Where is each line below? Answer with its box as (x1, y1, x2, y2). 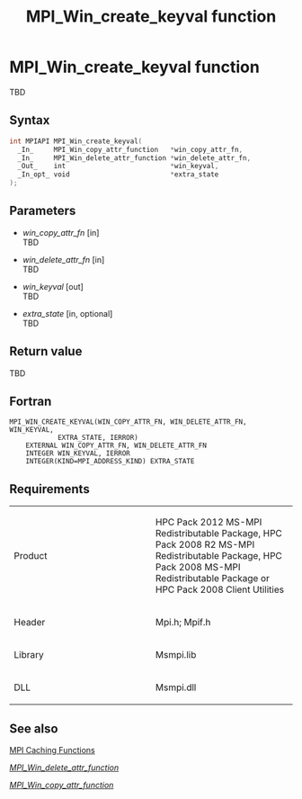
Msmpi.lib (155, 649, 197, 661)
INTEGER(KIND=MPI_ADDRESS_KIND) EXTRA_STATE (25, 457, 195, 466)
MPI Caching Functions (9, 745, 96, 756)
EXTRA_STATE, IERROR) (57, 434, 139, 443)
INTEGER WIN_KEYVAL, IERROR (25, 449, 130, 458)
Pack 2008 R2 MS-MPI (155, 538, 255, 551)
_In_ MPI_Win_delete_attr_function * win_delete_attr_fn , (17, 153, 252, 163)
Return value (9, 344, 83, 359)
